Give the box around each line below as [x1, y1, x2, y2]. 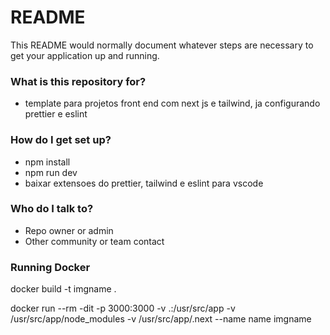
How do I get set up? [10, 133, 112, 147]
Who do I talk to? [10, 202, 94, 216]
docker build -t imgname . [10, 283, 117, 295]
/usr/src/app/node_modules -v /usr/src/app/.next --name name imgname [10, 313, 312, 325]
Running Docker [10, 260, 91, 274]
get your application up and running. [10, 49, 160, 61]
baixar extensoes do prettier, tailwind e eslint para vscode [24, 177, 264, 189]
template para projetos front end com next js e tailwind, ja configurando [24, 97, 321, 110]
